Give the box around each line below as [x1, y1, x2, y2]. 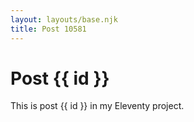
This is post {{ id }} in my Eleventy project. [10, 100, 185, 112]
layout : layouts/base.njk [10, 14, 118, 25]
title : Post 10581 [10, 24, 87, 34]
